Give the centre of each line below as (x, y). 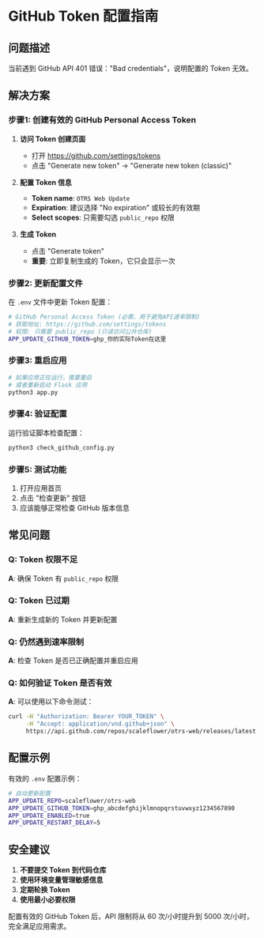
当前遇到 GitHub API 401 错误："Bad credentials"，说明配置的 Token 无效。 (130, 68)
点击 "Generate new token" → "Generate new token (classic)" (131, 165)
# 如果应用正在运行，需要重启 (50, 377)
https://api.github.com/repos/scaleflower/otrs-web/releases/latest (141, 732)
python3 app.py (33, 392)
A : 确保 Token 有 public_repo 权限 (64, 578)
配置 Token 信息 (46, 182)
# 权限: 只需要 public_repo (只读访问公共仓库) (80, 332)
